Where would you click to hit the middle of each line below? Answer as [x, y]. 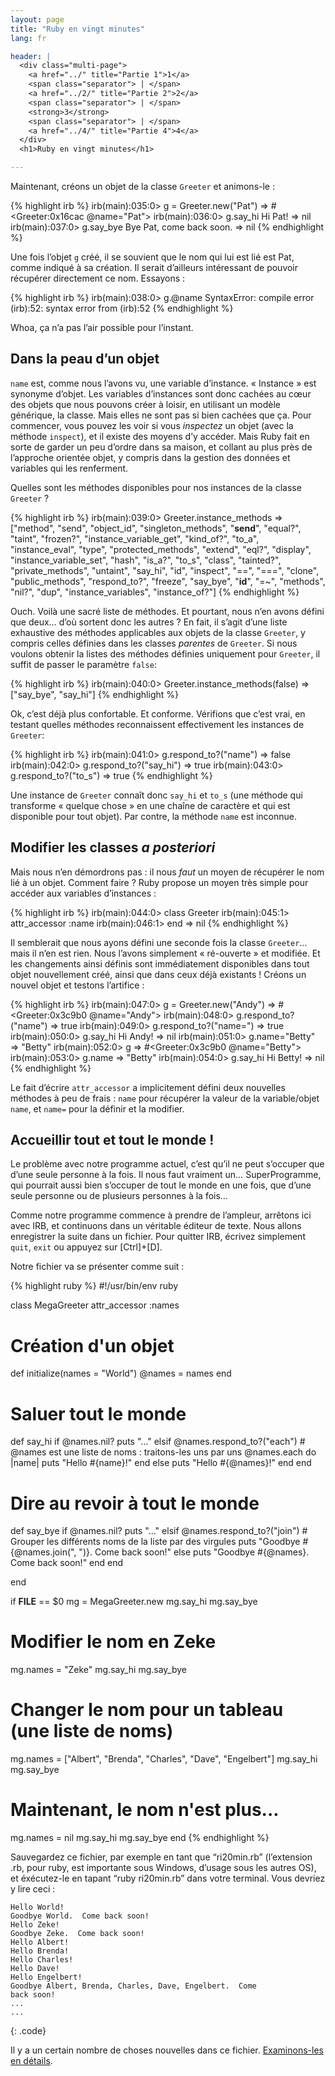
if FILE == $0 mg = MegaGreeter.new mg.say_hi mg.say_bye [134, 1602]
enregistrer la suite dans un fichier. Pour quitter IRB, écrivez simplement [158, 1237]
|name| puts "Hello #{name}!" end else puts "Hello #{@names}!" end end [161, 1463]
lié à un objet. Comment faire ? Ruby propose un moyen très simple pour [159, 882]
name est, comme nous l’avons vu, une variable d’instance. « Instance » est [163, 383]
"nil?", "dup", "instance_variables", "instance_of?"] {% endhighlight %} [155, 592]
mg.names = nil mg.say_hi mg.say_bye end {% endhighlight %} [140, 1838]
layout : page [37, 19]
